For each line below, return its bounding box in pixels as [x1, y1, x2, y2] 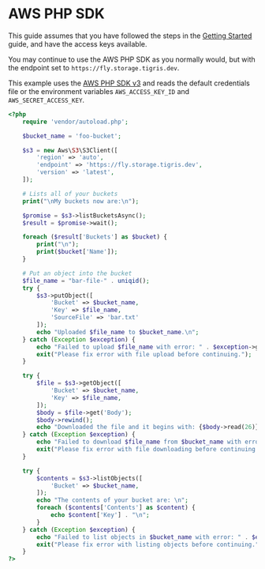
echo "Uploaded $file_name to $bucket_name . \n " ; [36, 328, 200, 336]
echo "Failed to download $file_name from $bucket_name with [36, 438, 242, 447]
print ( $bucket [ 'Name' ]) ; [36, 248, 118, 256]
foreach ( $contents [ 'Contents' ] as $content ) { [36, 503, 196, 512]
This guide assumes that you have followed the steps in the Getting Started [8, 31, 252, 40]
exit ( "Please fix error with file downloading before [36, 446, 217, 454]
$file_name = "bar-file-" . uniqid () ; [22, 277, 150, 284]
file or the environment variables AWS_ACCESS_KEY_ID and [8, 86, 190, 96]
